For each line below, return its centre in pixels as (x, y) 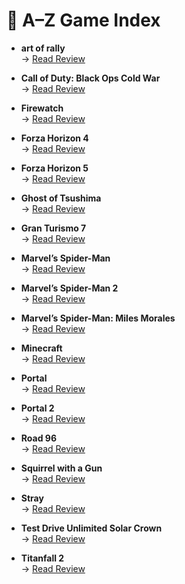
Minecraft (41, 348)
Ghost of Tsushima (61, 198)
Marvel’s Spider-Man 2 (69, 288)
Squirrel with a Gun (61, 468)
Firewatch (42, 108)
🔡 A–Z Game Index (83, 20)
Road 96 (38, 438)
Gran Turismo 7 (53, 228)
